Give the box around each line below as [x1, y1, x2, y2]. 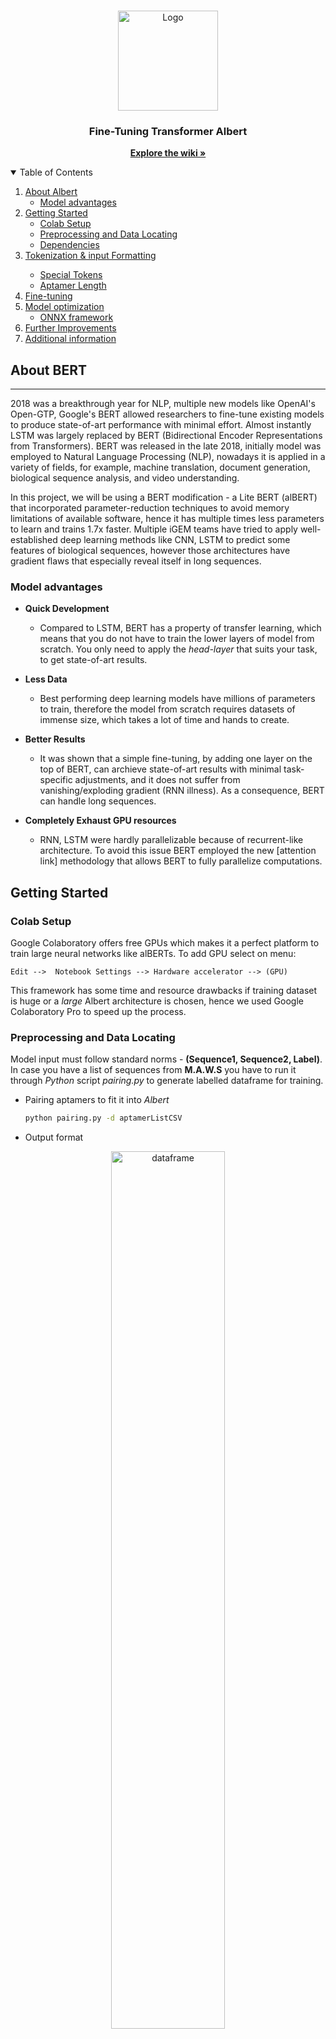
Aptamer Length [39, 280, 107, 292]
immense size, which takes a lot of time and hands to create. [39, 714, 290, 726]
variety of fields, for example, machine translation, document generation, [10, 461, 311, 474]
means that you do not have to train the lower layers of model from [39, 633, 315, 645]
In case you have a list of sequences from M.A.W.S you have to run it [10, 1064, 297, 1076]
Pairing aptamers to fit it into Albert [24, 1094, 170, 1106]
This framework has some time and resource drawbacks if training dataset [10, 985, 318, 997]
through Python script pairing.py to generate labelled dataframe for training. [10, 1075, 324, 1087]
